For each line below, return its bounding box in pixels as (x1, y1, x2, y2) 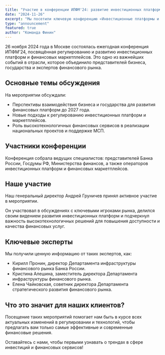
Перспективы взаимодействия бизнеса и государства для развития (12, 102, 156, 107)
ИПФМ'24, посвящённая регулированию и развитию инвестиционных (5, 49, 153, 55)
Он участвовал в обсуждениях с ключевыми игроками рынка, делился (5, 208, 155, 213)
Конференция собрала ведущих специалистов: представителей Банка (5, 155, 153, 161)
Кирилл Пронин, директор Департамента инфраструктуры (12, 260, 136, 266)
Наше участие (5, 180, 52, 188)
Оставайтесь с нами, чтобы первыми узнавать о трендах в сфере (5, 339, 143, 345)
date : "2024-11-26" (5, 12, 45, 17)
